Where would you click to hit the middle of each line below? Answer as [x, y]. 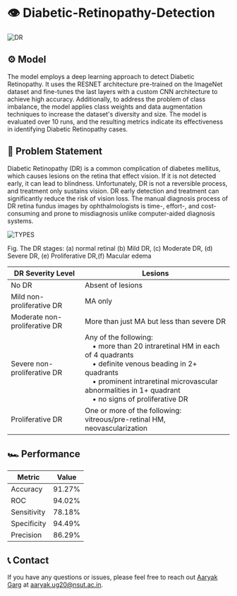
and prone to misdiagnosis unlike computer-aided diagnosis [128, 213]
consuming [24, 213]
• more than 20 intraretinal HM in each [156, 346]
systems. [20, 221]
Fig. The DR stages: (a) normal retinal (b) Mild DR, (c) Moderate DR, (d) [110, 248]
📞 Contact [28, 560]
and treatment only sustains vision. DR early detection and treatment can [113, 191]
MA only [98, 301]
